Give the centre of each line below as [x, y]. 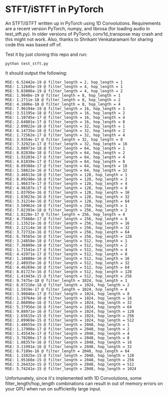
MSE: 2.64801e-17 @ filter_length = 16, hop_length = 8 [65, 122]
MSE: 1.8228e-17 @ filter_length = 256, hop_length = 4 [65, 214]
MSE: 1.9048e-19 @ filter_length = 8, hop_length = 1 [63, 95]
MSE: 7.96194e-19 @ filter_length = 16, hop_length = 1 [65, 109]
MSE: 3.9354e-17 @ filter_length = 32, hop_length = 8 [64, 140]
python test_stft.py [27, 63]
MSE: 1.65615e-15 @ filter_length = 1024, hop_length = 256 [70, 316]
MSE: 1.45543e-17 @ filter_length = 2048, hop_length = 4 [67, 334]
